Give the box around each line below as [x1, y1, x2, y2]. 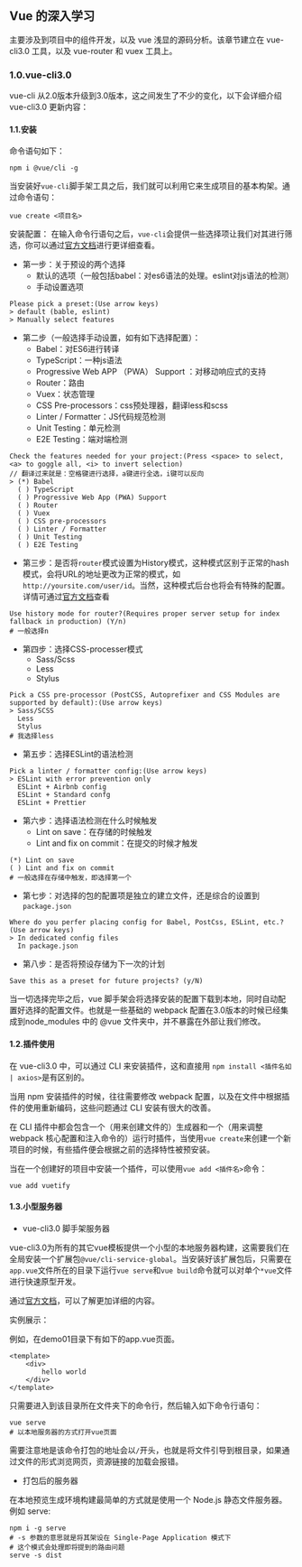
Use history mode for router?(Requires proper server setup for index [9, 609, 280, 618]
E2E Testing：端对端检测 [35, 434, 128, 445]
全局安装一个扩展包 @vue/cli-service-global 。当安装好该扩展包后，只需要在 [9, 1253, 292, 1264]
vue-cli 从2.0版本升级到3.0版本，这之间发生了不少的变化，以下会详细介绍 [9, 90, 282, 101]
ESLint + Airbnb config [17, 783, 106, 792]
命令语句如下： [9, 145, 65, 156]
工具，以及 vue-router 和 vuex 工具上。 [31, 45, 178, 56]
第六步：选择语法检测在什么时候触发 [22, 815, 158, 826]
